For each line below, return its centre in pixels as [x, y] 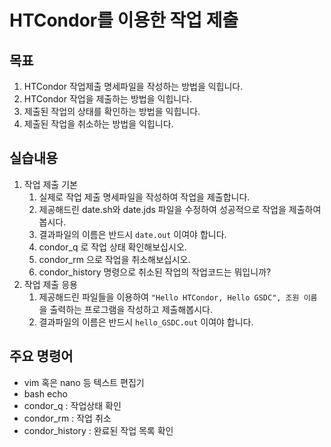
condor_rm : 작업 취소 [67, 418]
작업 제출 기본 [50, 184]
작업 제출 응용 [50, 284]
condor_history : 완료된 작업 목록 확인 [98, 430]
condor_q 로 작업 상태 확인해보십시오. [112, 247]
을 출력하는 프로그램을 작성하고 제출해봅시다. [125, 309]
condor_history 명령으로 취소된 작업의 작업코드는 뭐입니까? [155, 272]
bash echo [45, 393]
